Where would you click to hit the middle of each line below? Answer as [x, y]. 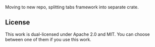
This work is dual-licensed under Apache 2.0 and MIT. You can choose [77, 34]
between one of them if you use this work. [48, 39]
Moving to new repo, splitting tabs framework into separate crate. [72, 7]
